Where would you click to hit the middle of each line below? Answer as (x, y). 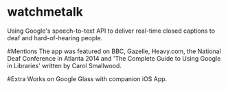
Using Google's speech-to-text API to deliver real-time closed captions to (111, 31)
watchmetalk (45, 12)
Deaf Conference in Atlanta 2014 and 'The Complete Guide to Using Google (114, 58)
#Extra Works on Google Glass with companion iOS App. (87, 78)
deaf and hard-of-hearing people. (55, 37)
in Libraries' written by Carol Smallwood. (65, 65)
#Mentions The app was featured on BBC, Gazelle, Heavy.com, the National (114, 51)
